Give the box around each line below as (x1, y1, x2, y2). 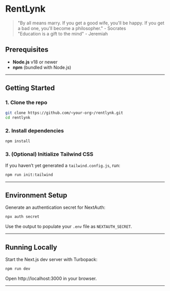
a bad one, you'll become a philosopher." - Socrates (17, 25, 126, 31)
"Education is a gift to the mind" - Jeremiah (17, 30, 108, 37)
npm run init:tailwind (5, 172, 53, 177)
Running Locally (5, 243, 57, 251)
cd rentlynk (5, 115, 30, 120)
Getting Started (5, 84, 55, 92)
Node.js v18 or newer (12, 59, 58, 65)
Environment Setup (5, 191, 67, 200)
